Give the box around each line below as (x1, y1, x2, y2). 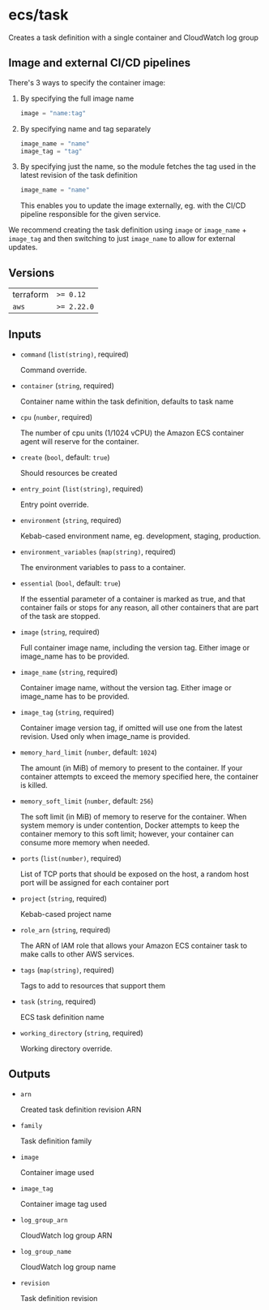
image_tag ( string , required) (19, 707, 115, 716)
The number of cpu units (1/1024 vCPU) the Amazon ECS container (19, 428, 245, 438)
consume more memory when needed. (19, 837, 150, 847)
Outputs (8, 1067, 51, 1081)
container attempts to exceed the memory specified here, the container (19, 772, 259, 781)
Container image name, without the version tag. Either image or (19, 682, 233, 692)
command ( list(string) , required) (19, 349, 130, 359)
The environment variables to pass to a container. (19, 562, 186, 572)
